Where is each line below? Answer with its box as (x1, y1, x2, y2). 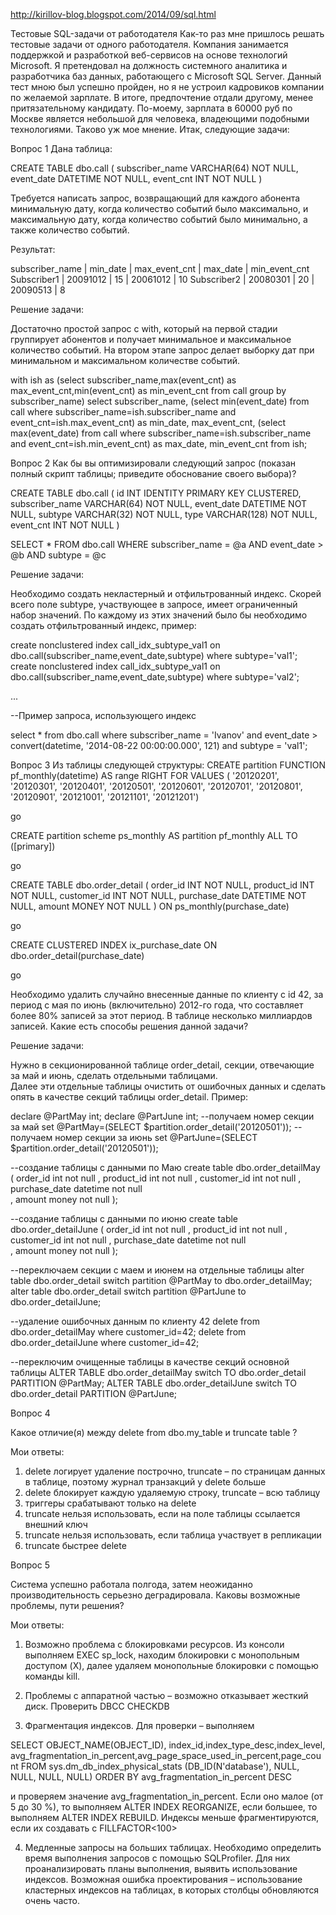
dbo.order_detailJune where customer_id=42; (10, 1337, 200, 1348)
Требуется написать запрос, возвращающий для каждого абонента (10, 192, 301, 204)
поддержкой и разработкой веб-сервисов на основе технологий (10, 49, 288, 61)
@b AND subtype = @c (10, 549, 107, 561)
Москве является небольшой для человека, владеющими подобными (10, 113, 310, 124)
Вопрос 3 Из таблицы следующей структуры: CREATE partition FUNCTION (10, 759, 326, 771)
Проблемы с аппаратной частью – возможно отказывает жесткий (24, 1690, 309, 1701)
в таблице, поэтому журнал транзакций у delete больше (24, 1476, 267, 1488)
